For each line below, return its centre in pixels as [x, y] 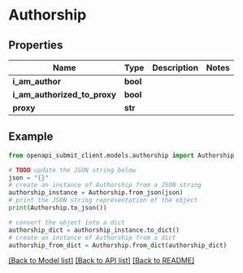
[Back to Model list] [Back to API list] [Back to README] [102, 261]
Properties [36, 45]
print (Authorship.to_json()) [58, 208]
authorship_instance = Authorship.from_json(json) [96, 193]
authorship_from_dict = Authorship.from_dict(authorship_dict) [118, 245]
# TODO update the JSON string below [72, 170]
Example [31, 137]
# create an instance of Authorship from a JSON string [105, 185]
